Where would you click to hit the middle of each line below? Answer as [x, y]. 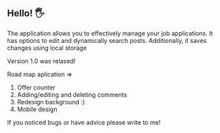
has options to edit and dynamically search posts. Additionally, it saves [107, 40]
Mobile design [37, 109]
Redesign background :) [51, 102]
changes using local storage [47, 48]
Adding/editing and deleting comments [72, 94]
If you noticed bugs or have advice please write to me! [84, 122]
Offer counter [36, 87]
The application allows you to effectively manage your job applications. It [110, 33]
